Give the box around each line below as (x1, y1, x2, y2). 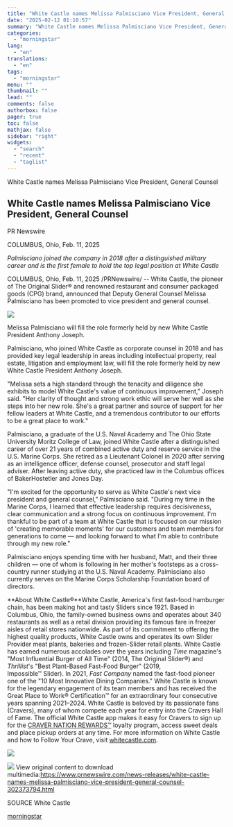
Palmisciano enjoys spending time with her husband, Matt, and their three (7, 552, 218, 561)
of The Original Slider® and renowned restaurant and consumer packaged (7, 282, 218, 290)
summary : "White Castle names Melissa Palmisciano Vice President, (7, 23, 207, 30)
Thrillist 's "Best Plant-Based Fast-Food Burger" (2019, (7, 662, 162, 670)
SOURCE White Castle (7, 799, 71, 807)
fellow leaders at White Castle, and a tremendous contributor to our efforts (7, 409, 221, 417)
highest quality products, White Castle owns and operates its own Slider (7, 632, 213, 640)
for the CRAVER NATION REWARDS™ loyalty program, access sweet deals (7, 721, 218, 729)
